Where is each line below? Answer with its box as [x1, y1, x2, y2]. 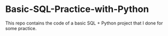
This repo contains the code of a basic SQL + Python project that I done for [5, 20, 163, 26]
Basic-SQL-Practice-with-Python [5, 3, 149, 15]
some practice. [5, 25, 37, 31]
